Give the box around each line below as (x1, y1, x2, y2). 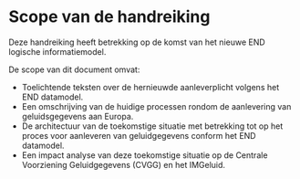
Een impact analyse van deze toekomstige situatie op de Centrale (21, 149, 268, 161)
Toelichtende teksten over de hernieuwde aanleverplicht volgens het (21, 81, 280, 92)
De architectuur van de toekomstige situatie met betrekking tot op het (21, 121, 284, 132)
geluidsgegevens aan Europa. (21, 111, 134, 121)
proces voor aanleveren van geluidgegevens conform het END (21, 130, 256, 141)
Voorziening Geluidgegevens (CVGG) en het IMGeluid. (21, 159, 225, 170)
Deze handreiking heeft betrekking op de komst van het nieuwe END (8, 37, 265, 47)
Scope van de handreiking (8, 6, 211, 27)
